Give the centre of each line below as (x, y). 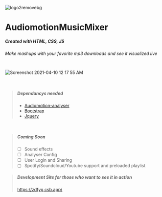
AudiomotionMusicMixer (57, 27)
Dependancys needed (40, 93)
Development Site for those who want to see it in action (74, 177)
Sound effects (38, 149)
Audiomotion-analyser (47, 106)
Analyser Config (41, 155)
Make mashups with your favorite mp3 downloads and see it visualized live (81, 53)
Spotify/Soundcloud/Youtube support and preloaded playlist (85, 166)
